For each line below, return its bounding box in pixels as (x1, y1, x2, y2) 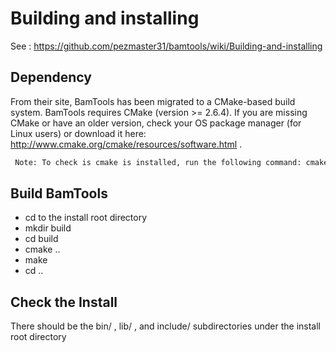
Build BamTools (10, 185, 108, 202)
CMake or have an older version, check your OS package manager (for (10, 117, 302, 129)
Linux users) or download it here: (10, 127, 147, 139)
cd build (24, 233, 59, 245)
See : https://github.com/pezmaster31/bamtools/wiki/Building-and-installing (10, 40, 323, 52)
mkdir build (24, 222, 72, 234)
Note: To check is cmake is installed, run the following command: (14, 157, 302, 167)
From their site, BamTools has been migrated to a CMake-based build (10, 95, 296, 107)
